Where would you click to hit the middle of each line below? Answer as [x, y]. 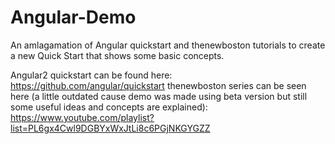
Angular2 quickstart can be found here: [91, 75]
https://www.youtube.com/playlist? [82, 117]
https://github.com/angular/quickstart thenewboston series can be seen [158, 85]
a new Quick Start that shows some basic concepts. [117, 55]
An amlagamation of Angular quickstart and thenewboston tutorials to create [168, 45]
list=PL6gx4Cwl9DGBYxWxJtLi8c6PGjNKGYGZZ [110, 128]
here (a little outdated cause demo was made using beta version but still [159, 96]
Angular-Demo [73, 17]
